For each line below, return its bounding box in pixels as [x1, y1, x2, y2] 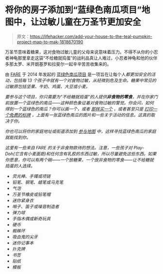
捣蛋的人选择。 [5, 163, 35, 169]
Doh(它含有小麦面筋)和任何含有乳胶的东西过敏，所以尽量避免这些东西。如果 [5, 151, 157, 157]
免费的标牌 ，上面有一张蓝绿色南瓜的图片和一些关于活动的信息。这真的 [9, 112, 151, 118]
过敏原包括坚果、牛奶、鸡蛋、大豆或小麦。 [5, 83, 90, 89]
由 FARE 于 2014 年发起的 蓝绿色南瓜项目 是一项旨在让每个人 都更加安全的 [5, 71, 151, 77]
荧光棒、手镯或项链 [12, 173, 51, 179]
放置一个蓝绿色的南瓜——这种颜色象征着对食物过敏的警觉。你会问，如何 [9, 100, 154, 106]
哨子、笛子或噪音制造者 [12, 203, 59, 209]
